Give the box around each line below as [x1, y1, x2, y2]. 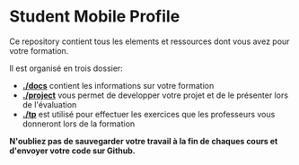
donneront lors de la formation [22, 118, 136, 129]
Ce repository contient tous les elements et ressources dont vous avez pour [9, 36, 290, 47]
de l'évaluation [22, 99, 77, 109]
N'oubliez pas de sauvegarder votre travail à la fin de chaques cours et [9, 135, 278, 146]
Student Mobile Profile [9, 6, 180, 27]
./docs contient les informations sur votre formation [22, 80, 215, 91]
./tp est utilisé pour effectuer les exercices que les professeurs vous [22, 109, 276, 119]
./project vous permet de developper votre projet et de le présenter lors [22, 90, 289, 100]
